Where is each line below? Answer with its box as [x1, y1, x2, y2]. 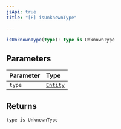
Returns [6, 101, 38, 111]
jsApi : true [6, 9, 36, 15]
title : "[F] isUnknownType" [6, 15, 77, 21]
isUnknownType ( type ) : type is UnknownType [6, 37, 115, 43]
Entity [45, 82, 65, 89]
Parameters [6, 53, 51, 64]
